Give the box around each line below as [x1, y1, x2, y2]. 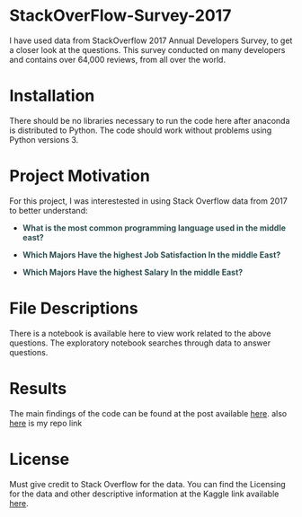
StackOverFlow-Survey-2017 [9, 5, 232, 26]
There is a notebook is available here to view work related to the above [9, 328, 271, 338]
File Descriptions [9, 298, 138, 319]
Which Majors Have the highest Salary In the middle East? [22, 267, 244, 277]
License [9, 449, 70, 469]
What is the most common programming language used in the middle [22, 222, 286, 233]
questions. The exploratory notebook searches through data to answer [9, 337, 271, 348]
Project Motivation [9, 166, 150, 187]
